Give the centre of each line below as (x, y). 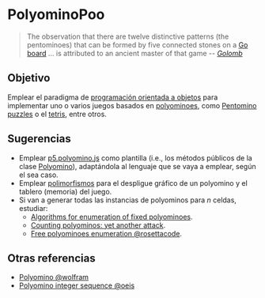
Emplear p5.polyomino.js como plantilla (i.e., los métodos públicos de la (135, 158)
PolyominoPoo (56, 15)
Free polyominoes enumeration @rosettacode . (106, 233)
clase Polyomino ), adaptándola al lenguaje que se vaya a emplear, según (137, 166)
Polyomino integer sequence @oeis (77, 285)
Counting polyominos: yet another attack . (98, 225)
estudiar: (33, 208)
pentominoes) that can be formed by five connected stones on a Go (137, 44)
